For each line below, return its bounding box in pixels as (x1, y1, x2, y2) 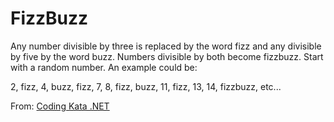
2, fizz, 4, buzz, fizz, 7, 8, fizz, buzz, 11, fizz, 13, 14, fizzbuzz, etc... (10, 80, 282, 92)
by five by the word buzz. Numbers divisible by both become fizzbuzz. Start (10, 50, 324, 62)
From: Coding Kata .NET (10, 100, 110, 112)
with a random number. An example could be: (10, 61, 198, 73)
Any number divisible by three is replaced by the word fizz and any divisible (10, 40, 322, 52)
